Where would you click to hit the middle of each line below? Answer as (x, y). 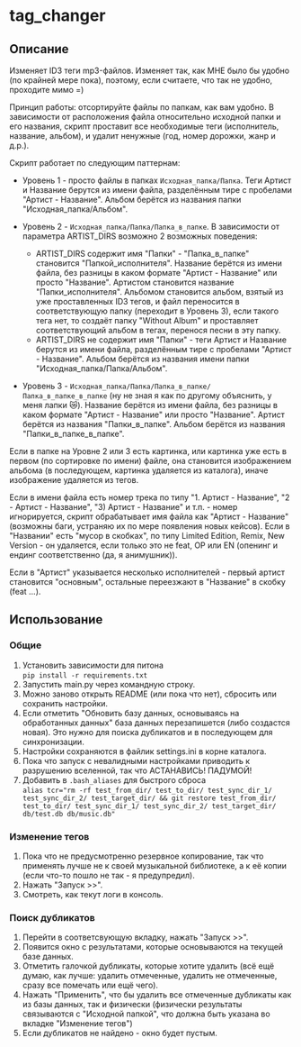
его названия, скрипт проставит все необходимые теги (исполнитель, (144, 126)
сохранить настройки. (65, 703)
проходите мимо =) (47, 90)
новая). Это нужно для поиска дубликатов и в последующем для (147, 732)
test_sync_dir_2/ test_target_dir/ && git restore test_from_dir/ (149, 798)
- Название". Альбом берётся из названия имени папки (142, 359)
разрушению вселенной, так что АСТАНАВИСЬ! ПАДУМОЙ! (137, 770)
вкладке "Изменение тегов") (77, 1024)
